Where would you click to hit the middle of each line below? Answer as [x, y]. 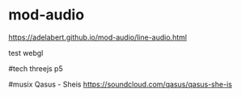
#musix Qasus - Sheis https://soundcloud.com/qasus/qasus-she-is [120, 84]
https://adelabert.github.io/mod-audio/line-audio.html [98, 37]
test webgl [26, 53]
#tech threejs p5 [36, 68]
